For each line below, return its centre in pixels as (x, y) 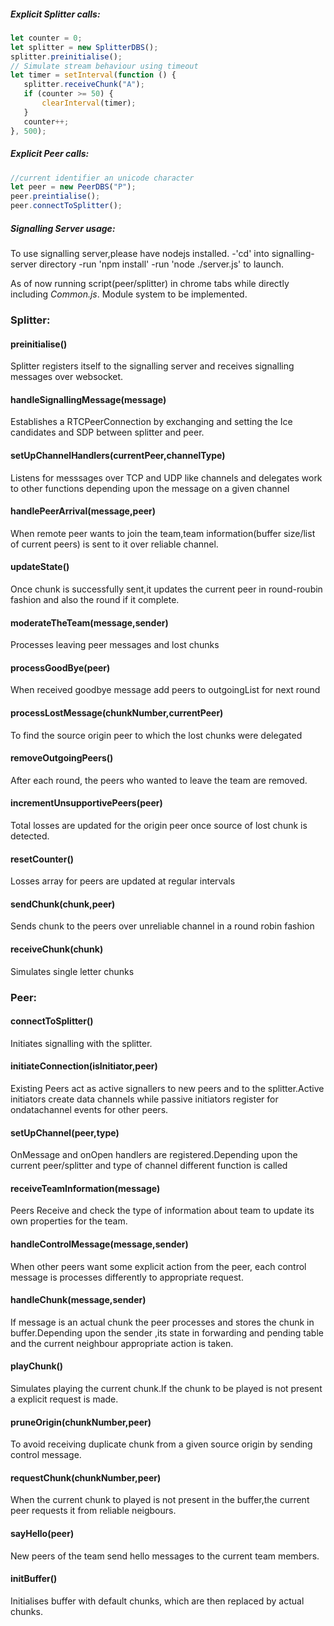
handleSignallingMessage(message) (88, 399)
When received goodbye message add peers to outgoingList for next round (165, 690)
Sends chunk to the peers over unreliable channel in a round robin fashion (162, 926)
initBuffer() (34, 1579)
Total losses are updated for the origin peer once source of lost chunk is (159, 825)
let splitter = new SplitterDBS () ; (84, 47)
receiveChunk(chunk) (57, 949)
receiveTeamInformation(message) (85, 1188)
